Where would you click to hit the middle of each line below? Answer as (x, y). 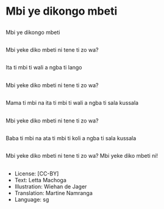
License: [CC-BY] (37, 173)
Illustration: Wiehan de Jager (51, 186)
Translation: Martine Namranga (53, 193)
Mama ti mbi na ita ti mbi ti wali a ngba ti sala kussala (72, 103)
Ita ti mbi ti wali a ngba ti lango (44, 68)
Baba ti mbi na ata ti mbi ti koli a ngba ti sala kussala (71, 138)
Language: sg (32, 199)
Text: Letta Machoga (40, 180)
